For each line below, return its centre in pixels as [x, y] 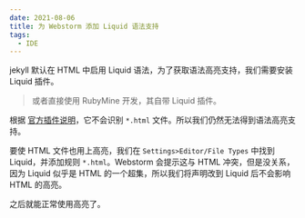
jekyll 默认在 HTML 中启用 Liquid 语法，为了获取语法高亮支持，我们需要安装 [151, 70]
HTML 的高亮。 [38, 185]
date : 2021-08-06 [42, 18]
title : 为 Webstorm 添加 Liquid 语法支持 [84, 26]
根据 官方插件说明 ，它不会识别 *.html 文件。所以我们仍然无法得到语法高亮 [149, 120]
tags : [20, 35]
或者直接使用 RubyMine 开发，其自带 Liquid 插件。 [126, 101]
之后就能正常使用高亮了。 [57, 204]
